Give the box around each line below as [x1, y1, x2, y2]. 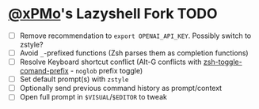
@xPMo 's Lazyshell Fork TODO [8, 5, 218, 23]
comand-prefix [19, 66, 69, 76]
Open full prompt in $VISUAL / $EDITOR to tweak [19, 92, 168, 102]
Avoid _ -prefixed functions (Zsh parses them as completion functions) [19, 48, 249, 58]
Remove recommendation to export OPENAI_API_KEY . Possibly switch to [19, 31, 252, 40]
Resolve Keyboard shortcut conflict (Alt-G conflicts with [19, 57, 202, 67]
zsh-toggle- [203, 57, 243, 67]
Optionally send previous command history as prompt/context [19, 84, 223, 93]
